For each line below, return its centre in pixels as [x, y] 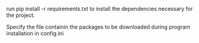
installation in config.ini [35, 33]
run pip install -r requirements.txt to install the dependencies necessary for [99, 9]
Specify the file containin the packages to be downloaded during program [98, 27]
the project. [21, 15]
